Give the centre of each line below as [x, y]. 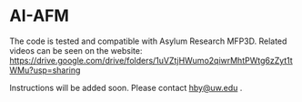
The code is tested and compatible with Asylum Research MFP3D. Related [148, 41]
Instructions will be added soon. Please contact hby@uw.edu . [126, 87]
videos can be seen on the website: [76, 50]
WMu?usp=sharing [45, 70]
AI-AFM [40, 16]
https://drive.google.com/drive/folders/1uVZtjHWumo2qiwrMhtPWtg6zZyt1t [151, 60]
